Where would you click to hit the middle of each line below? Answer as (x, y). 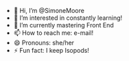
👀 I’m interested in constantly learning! (68, 18)
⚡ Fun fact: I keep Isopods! (51, 50)
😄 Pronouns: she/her (44, 42)
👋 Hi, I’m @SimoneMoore (49, 11)
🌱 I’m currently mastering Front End (64, 25)
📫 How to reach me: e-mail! (54, 33)
